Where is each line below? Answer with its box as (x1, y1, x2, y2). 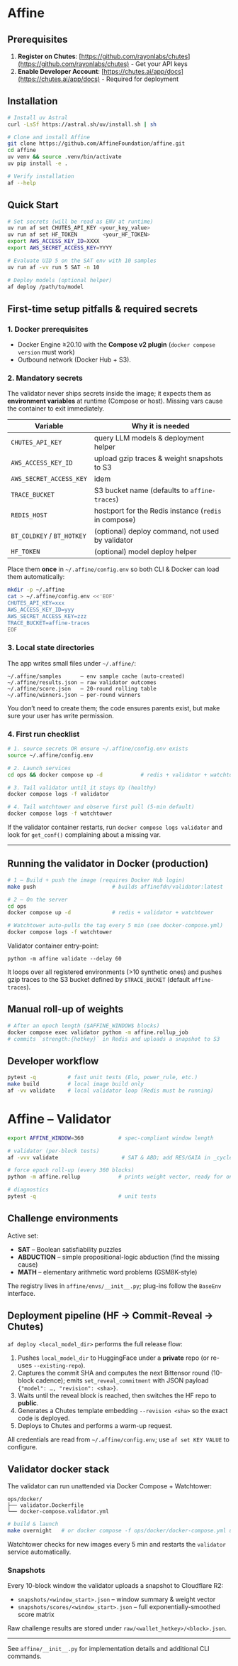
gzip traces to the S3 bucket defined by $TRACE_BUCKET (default (7, 975, 190, 984)
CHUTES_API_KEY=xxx (7, 600, 65, 607)
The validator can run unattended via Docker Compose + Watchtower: (7, 1482, 212, 1491)
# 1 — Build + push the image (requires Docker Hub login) (7, 876, 186, 884)
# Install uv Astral (7, 114, 69, 121)
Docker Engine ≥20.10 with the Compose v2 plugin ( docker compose (17, 340, 216, 349)
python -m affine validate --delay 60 (7, 956, 122, 963)
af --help (7, 179, 37, 186)
